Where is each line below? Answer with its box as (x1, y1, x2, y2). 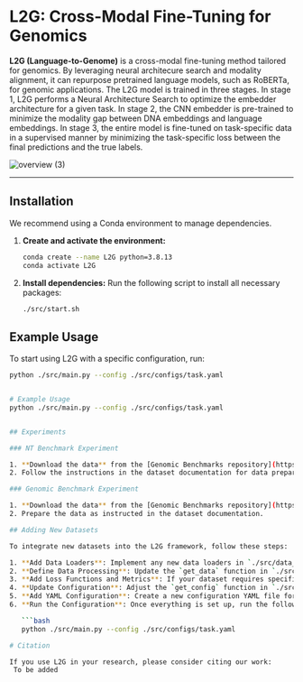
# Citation (9, 641, 50, 650)
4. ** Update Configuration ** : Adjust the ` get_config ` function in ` (9, 584, 277, 593)
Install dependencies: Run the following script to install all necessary (22, 277, 280, 288)
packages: (22, 287, 62, 298)
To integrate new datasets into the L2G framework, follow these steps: (9, 541, 289, 551)
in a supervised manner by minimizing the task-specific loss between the (9, 132, 281, 143)
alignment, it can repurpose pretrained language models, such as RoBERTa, (9, 74, 290, 85)
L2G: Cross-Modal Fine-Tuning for (9, 6, 271, 27)
